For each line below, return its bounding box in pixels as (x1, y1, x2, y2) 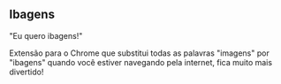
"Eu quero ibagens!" (9, 30, 83, 41)
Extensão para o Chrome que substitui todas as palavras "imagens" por (9, 48, 270, 58)
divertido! (9, 66, 44, 77)
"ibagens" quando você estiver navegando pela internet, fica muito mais (9, 57, 272, 67)
